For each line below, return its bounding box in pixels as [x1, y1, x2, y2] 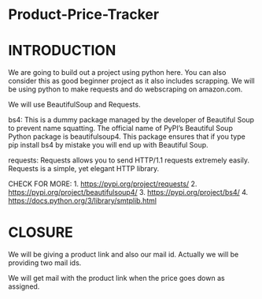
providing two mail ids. [8, 258, 82, 267]
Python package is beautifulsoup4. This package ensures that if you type [8, 132, 245, 141]
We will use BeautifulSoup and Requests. [8, 100, 141, 110]
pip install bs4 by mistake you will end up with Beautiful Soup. [8, 140, 208, 150]
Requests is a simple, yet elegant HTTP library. [8, 164, 160, 174]
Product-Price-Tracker [8, 6, 160, 24]
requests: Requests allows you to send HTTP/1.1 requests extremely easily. [8, 155, 250, 165]
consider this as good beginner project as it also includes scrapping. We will [8, 77, 255, 86]
